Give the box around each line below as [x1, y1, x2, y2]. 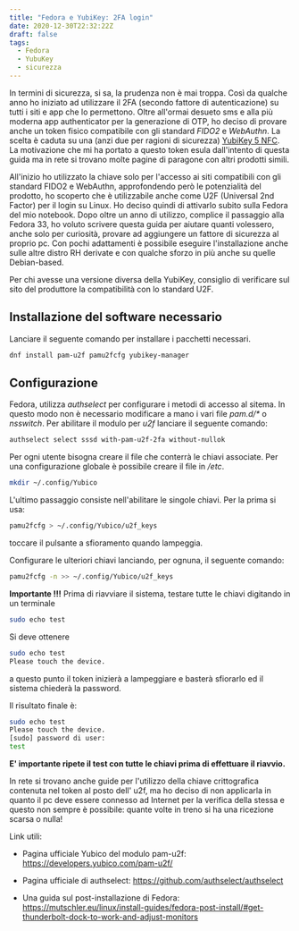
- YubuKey [17, 55, 54, 63]
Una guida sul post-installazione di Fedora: [21, 893, 180, 903]
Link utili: [9, 831, 43, 842]
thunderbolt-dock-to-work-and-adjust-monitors [21, 911, 199, 922]
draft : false [9, 30, 58, 38]
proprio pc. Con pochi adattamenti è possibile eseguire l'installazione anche [9, 238, 288, 249]
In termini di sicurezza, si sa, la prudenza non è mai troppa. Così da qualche [9, 87, 288, 98]
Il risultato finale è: [9, 699, 78, 711]
